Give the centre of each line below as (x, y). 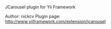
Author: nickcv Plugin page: (33, 16)
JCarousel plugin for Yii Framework (40, 7)
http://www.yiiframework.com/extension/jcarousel (55, 22)
